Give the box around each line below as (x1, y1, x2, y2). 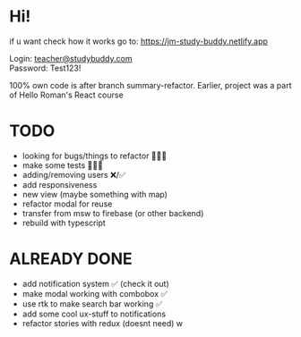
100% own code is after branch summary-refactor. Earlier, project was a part (9, 80, 292, 90)
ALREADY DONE (9, 249, 133, 269)
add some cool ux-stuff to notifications (21, 308, 167, 319)
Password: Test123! (9, 63, 82, 73)
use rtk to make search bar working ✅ (21, 298, 163, 309)
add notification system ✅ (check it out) (21, 278, 170, 289)
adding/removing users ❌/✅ (21, 169, 126, 180)
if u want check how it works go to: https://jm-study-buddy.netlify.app (9, 36, 269, 46)
